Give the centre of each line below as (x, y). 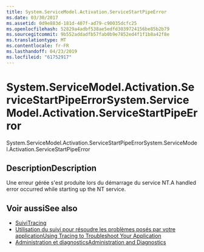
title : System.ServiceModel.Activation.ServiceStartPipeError (87, 12)
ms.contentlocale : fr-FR (38, 46)
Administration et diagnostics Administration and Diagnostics (90, 242)
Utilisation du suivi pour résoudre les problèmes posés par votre (95, 230)
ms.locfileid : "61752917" (39, 57)
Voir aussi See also (42, 208)
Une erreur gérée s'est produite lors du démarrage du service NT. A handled (101, 183)
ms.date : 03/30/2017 (32, 18)
